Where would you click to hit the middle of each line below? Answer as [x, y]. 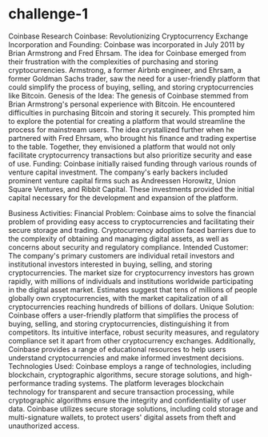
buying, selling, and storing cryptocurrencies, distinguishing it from [119, 323]
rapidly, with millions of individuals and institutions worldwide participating [131, 281]
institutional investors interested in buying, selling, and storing [110, 264]
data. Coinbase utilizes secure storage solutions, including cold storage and [133, 408]
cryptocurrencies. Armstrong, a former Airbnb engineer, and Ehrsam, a [125, 70]
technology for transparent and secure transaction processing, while [121, 391]
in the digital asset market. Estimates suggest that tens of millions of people [133, 290]
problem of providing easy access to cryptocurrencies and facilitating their [131, 222]
